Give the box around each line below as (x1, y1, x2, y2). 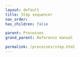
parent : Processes (5, 31, 44, 36)
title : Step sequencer (5, 12, 53, 17)
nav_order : (5, 17, 28, 22)
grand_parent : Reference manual (5, 35, 73, 40)
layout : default (5, 7, 39, 13)
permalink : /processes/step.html (5, 44, 75, 49)
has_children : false (5, 21, 49, 27)
